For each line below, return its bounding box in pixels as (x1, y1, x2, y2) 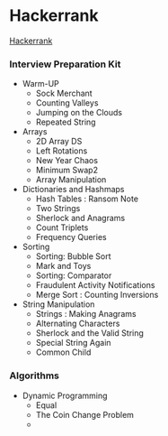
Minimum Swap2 (35, 164, 99, 176)
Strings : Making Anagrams (35, 309, 137, 320)
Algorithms (9, 369, 60, 382)
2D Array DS (35, 136, 83, 147)
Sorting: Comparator (35, 270, 112, 281)
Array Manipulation (35, 174, 107, 185)
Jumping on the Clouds (35, 107, 123, 118)
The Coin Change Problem (35, 409, 135, 420)
